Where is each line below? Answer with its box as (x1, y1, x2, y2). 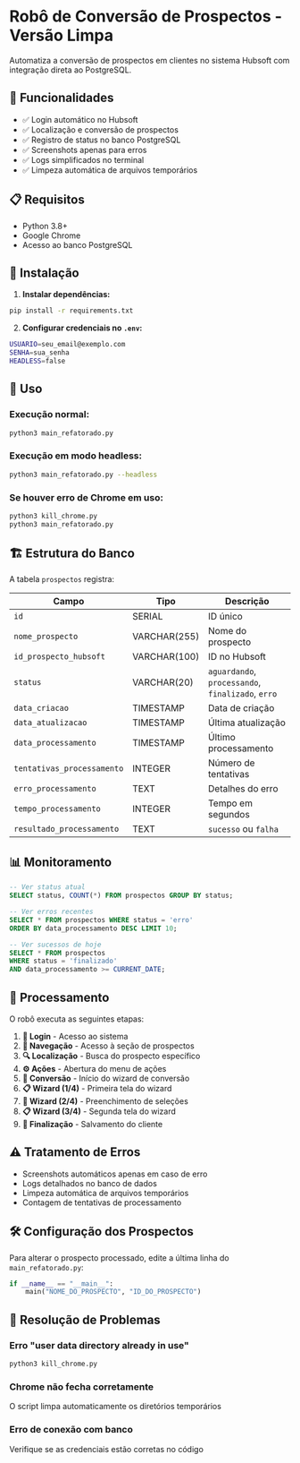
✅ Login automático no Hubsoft (21, 114, 138, 124)
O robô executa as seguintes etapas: (9, 1014, 145, 1024)
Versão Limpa (9, 25, 114, 46)
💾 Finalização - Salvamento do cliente (21, 1118, 163, 1129)
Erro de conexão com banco (9, 1424, 134, 1436)
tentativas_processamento (13, 764, 124, 774)
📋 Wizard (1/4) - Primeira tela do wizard (21, 1082, 172, 1093)
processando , (208, 676, 262, 689)
